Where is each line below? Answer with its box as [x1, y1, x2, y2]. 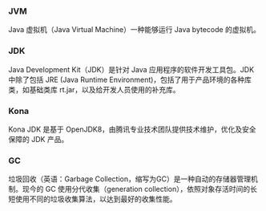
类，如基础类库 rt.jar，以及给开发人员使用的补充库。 [8, 84, 180, 94]
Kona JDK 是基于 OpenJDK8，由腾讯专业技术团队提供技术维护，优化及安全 [8, 124, 256, 134]
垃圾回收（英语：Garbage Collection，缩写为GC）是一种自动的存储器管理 [8, 174, 251, 184]
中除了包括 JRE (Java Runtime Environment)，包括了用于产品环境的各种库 [8, 75, 252, 84]
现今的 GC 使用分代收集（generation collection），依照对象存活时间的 [22, 185, 251, 194]
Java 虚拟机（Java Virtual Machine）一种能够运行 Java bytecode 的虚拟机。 [8, 25, 260, 34]
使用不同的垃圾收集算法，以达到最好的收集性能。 [14, 194, 177, 204]
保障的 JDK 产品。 [8, 134, 69, 144]
